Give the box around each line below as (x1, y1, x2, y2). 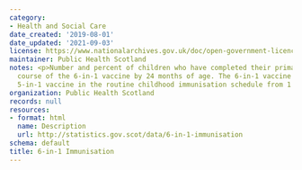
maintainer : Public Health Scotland (9, 55, 147, 64)
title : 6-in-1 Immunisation (9, 147, 115, 156)
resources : (9, 105, 50, 114)
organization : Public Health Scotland (9, 88, 155, 97)
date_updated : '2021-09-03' (9, 38, 115, 48)
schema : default (9, 139, 70, 148)
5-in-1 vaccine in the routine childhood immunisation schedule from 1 (17, 80, 292, 89)
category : (9, 13, 47, 22)
